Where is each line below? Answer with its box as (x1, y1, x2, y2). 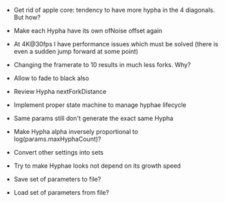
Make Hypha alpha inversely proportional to (13, 128, 139, 135)
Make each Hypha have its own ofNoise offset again (13, 27, 163, 35)
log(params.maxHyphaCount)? (13, 135, 101, 143)
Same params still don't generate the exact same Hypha (13, 114, 174, 122)
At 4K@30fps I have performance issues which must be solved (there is (13, 40, 219, 48)
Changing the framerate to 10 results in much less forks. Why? (13, 61, 191, 68)
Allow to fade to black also (13, 74, 90, 82)
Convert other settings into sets (13, 148, 104, 156)
